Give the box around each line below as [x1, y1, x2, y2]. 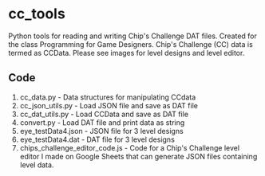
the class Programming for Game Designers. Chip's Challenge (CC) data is [8, 39, 253, 49]
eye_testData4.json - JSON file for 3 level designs [19, 126, 184, 135]
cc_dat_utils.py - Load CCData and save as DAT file [19, 109, 189, 119]
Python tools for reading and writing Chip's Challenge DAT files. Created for [8, 31, 258, 41]
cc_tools [8, 5, 65, 23]
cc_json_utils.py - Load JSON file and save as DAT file [19, 100, 198, 110]
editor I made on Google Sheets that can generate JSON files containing [19, 151, 258, 161]
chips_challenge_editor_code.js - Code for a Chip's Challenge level [19, 143, 240, 152]
